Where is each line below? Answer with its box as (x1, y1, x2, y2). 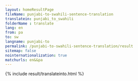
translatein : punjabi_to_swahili (5, 16, 74, 21)
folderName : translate (5, 21, 54, 26)
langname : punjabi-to (5, 39, 50, 44)
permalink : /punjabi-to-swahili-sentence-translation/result (5, 44, 134, 49)
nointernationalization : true (5, 53, 68, 58)
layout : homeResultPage (5, 7, 54, 12)
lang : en (5, 26, 23, 30)
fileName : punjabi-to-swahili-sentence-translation (5, 12, 113, 17)
